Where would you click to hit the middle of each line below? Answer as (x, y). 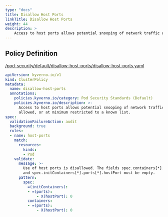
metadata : (15, 84)
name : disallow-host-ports (38, 89)
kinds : (30, 149)
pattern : (27, 178)
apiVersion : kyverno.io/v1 (33, 75)
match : (21, 140)
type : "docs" (19, 10)
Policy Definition (31, 53)
